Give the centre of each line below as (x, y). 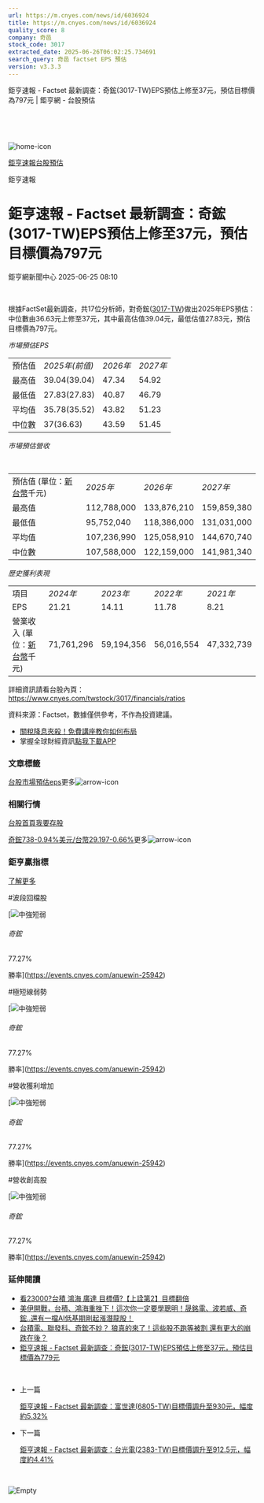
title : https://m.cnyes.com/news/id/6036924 (82, 23)
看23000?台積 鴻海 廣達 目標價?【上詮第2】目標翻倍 (104, 1298)
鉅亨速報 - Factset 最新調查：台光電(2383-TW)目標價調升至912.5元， (132, 1449)
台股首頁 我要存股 (36, 823)
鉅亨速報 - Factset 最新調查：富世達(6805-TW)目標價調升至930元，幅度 (136, 1406)
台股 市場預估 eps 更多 (42, 781)
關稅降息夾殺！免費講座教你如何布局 (78, 731)
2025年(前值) (69, 366)
